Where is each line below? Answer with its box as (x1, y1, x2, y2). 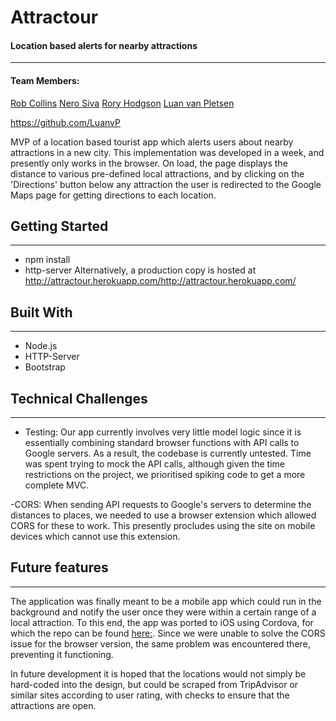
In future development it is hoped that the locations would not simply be (10, 667, 307, 680)
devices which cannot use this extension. (10, 531, 181, 543)
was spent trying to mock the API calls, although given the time (24, 458, 286, 470)
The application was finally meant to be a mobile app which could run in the (10, 595, 322, 607)
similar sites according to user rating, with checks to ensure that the (10, 689, 290, 701)
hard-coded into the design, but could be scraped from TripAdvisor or (10, 678, 299, 690)
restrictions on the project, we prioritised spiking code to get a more (24, 469, 306, 481)
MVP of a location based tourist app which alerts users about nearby (10, 136, 294, 148)
